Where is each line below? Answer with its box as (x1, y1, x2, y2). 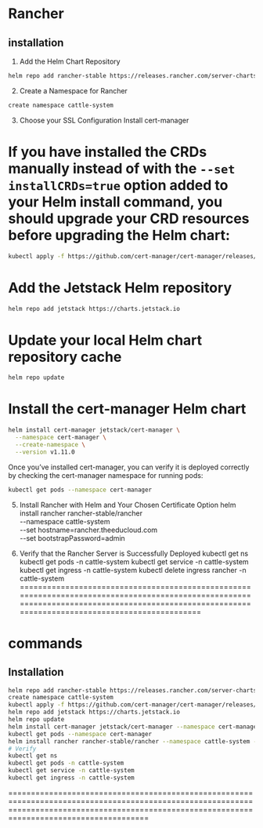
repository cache (8, 348, 122, 366)
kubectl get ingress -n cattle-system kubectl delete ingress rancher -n (19, 565, 247, 574)
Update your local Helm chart (8, 331, 203, 349)
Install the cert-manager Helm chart (8, 400, 247, 418)
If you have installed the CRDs (8, 143, 207, 161)
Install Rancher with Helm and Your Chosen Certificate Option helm (19, 500, 236, 509)
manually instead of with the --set (8, 159, 236, 177)
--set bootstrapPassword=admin (19, 533, 125, 542)
